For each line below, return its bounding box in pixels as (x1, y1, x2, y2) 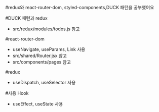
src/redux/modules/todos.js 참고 (12, 26, 80, 32)
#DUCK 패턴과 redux (5, 15, 48, 21)
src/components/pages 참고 (12, 59, 71, 65)
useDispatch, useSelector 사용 (12, 80, 76, 85)
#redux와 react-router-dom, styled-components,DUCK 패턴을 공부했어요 (5, 5, 154, 10)
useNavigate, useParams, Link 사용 (12, 46, 86, 52)
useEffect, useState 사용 (12, 101, 63, 107)
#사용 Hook (5, 90, 29, 96)
